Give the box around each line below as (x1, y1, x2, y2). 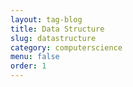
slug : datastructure (10, 33, 97, 43)
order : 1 (10, 61, 47, 71)
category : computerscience (10, 42, 123, 53)
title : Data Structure (10, 24, 105, 34)
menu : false (10, 52, 60, 62)
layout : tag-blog (10, 14, 83, 25)
